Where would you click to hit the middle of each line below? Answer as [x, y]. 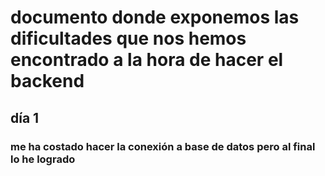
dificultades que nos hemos [128, 38]
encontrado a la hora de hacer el [147, 60]
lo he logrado [43, 159]
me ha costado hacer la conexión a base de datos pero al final [163, 146]
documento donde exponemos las [155, 17]
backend [47, 81]
